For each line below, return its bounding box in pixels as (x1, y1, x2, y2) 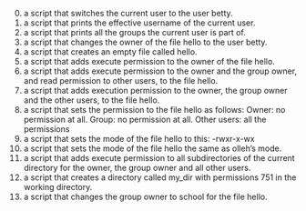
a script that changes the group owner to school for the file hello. (23, 191, 268, 202)
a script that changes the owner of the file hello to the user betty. (23, 36, 268, 47)
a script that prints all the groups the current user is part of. (23, 27, 247, 37)
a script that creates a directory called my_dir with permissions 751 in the (23, 172, 297, 183)
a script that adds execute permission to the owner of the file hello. (23, 56, 276, 66)
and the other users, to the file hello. (23, 95, 160, 105)
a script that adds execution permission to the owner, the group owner (23, 85, 288, 95)
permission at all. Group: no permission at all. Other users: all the (23, 114, 267, 125)
